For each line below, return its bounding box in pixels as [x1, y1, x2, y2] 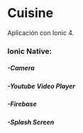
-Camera [7, 64, 35, 73]
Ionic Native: [7, 46, 52, 56]
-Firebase [7, 100, 37, 108]
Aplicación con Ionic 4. [7, 28, 74, 37]
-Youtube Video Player [7, 82, 76, 90]
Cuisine [7, 5, 54, 21]
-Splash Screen [7, 117, 55, 126]
